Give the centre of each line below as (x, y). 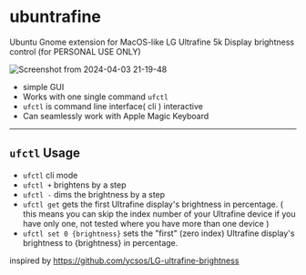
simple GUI (43, 87)
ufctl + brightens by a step (74, 185)
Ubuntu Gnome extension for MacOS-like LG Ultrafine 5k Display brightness (152, 42)
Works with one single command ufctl (95, 97)
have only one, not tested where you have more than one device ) (146, 223)
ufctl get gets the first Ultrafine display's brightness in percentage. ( (153, 204)
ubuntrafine (56, 17)
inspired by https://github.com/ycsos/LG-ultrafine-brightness (124, 260)
